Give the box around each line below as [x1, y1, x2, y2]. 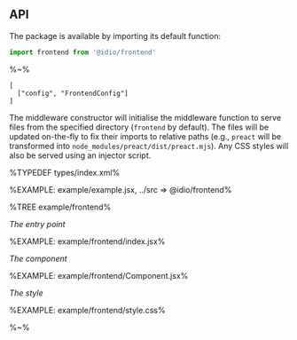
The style [9, 288, 43, 298]
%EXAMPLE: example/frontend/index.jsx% [9, 235, 166, 247]
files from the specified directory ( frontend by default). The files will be [9, 122, 269, 132]
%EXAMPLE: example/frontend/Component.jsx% [9, 270, 189, 281]
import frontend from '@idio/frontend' [9, 48, 157, 57]
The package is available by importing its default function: [9, 30, 222, 41]
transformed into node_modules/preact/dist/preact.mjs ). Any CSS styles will [9, 140, 289, 151]
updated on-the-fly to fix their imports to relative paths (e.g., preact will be [9, 130, 282, 141]
